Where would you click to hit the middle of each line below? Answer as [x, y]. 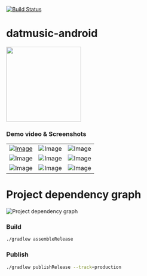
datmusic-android [52, 34]
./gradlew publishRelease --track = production [64, 267]
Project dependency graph [74, 195]
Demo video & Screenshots [46, 134]
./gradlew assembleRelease [40, 239]
